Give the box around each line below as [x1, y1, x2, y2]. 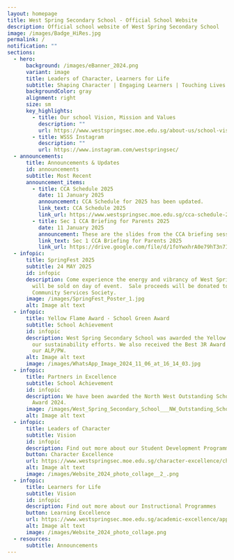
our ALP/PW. [32, 347, 68, 354]
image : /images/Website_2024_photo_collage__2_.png [25, 471, 179, 478]
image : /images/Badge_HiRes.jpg [7, 29, 101, 37]
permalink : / [7, 36, 45, 43]
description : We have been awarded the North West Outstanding [25, 393, 214, 400]
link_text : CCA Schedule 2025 [38, 205, 127, 212]
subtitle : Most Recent [25, 172, 92, 179]
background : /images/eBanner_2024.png [25, 62, 139, 69]
